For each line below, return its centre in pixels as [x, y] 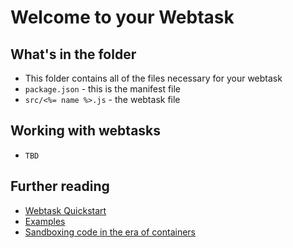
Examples [45, 221]
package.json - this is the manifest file [103, 89]
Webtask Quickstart [65, 210]
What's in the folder [73, 54]
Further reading [60, 186]
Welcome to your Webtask [122, 17]
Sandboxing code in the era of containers [110, 232]
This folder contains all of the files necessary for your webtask [153, 78]
